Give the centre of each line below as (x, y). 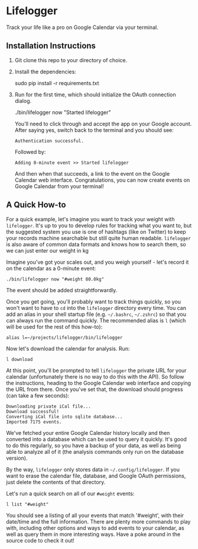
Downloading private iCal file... (49, 406)
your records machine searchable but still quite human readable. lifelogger (98, 238)
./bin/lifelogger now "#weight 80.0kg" (55, 279)
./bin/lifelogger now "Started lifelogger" (63, 112)
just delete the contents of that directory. (56, 482)
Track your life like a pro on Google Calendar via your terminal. (82, 27)
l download (20, 359)
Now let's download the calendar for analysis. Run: (68, 348)
